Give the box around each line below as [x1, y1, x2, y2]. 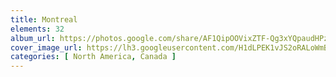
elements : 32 [10, 24, 65, 34]
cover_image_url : [10, 42, 83, 53]
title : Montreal [10, 14, 78, 25]
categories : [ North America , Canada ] [10, 52, 177, 62]
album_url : [10, 33, 56, 43]
